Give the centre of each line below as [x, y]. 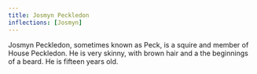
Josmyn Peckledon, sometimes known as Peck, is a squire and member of [128, 44]
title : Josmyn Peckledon [49, 15]
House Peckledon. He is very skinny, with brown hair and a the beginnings [128, 53]
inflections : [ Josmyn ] [45, 23]
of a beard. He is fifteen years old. [63, 61]
